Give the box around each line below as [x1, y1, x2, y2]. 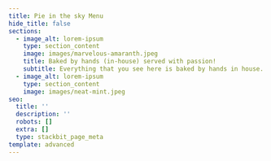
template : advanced [8, 140, 75, 149]
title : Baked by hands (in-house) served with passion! [23, 58, 217, 66]
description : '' [15, 111, 71, 119]
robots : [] [15, 118, 53, 126]
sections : [8, 27, 42, 35]
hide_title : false [8, 20, 71, 28]
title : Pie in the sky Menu [8, 11, 104, 20]
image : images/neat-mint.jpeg [23, 87, 126, 96]
